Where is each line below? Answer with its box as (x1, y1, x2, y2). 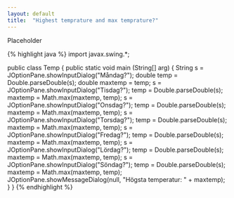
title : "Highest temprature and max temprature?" (7, 17, 159, 24)
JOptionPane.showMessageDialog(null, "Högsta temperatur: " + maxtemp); (7, 175, 226, 183)
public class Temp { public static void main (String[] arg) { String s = (7, 63, 204, 72)
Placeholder (7, 36, 42, 44)
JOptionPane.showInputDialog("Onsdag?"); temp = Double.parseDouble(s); (7, 100, 226, 109)
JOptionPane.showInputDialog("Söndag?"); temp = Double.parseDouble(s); (7, 160, 226, 169)
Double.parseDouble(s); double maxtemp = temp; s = (7, 78, 162, 86)
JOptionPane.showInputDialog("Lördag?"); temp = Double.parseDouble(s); (7, 145, 224, 154)
